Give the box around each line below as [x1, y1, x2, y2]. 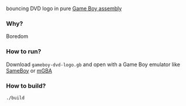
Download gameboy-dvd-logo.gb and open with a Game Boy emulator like [6, 61, 180, 68]
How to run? [6, 47, 42, 56]
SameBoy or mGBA [6, 67, 53, 74]
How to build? [6, 81, 46, 90]
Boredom [6, 33, 28, 40]
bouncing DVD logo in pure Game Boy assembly [6, 5, 122, 12]
